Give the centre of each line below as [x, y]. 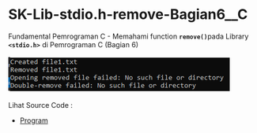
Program [34, 120]
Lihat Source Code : [41, 105]
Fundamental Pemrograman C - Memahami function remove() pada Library [128, 36]
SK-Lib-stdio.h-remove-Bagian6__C [128, 15]
